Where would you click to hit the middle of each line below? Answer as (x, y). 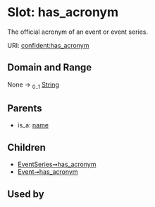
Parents (25, 108)
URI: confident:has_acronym (48, 45)
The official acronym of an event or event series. (78, 32)
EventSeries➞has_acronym (57, 164)
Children (26, 148)
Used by (26, 194)
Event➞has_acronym (48, 172)
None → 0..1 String (33, 85)
